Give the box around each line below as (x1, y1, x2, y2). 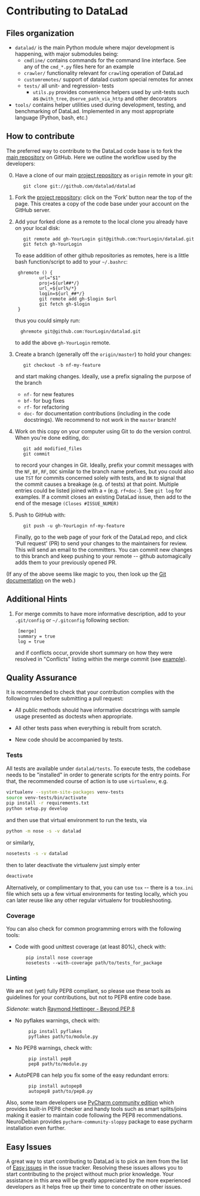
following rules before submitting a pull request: (6, 695, 124, 702)
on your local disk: (14, 224, 61, 231)
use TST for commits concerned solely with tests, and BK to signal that (14, 474, 186, 481)
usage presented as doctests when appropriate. (14, 713, 133, 720)
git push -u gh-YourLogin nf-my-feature (23, 523, 125, 528)
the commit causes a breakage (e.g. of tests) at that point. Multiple (14, 481, 179, 488)
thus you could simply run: (14, 316, 81, 324)
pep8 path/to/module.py (28, 1061, 88, 1067)
